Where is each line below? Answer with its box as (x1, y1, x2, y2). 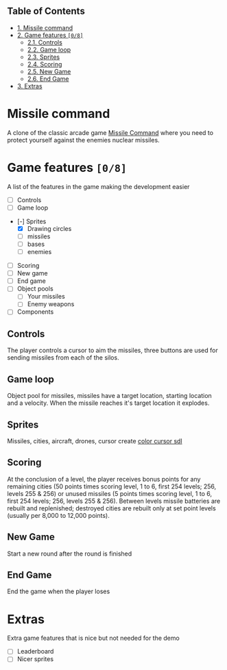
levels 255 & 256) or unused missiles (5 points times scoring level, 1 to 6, (7, 489, 213, 497)
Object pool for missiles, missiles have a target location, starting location (7, 392, 213, 400)
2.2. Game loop (27, 45, 71, 53)
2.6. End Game (27, 75, 69, 83)
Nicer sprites (16, 655, 53, 663)
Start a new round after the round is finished (7, 549, 132, 558)
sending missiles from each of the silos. (7, 353, 119, 362)
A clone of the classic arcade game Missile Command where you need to (7, 128, 214, 136)
